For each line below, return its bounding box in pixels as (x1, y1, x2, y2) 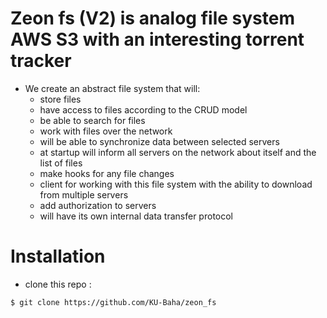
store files (39, 93, 82, 105)
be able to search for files (39, 114, 146, 126)
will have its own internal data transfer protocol (39, 210, 233, 222)
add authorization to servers (39, 199, 157, 211)
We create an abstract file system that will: (24, 82, 201, 94)
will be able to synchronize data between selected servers (39, 135, 280, 147)
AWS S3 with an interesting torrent (10, 28, 305, 51)
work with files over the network (39, 125, 173, 137)
